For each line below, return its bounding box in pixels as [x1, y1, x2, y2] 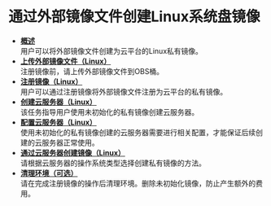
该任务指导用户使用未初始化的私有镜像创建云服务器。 [20, 107, 199, 116]
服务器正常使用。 [42, 138, 99, 147]
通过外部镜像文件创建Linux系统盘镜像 [8, 7, 260, 26]
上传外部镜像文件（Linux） [20, 56, 111, 66]
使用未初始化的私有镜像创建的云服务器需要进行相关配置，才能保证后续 [20, 127, 256, 137]
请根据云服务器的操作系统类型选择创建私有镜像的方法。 [20, 158, 206, 168]
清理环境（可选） [20, 168, 78, 178]
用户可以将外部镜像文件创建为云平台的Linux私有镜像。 [20, 46, 203, 55]
